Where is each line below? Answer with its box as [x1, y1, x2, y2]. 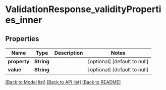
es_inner [5, 14, 42, 26]
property [8, 58, 30, 65]
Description [54, 50, 83, 56]
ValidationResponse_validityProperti [5, 4, 161, 15]
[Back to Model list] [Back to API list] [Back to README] [5, 79, 121, 85]
